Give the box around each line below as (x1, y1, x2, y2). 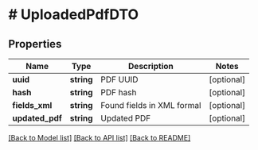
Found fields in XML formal (100, 100, 201, 110)
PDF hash (100, 87, 137, 98)
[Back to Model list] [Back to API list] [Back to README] (8, 133, 191, 142)
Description (128, 61, 174, 71)
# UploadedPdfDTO (8, 6, 139, 24)
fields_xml (12, 100, 53, 110)
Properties (8, 37, 62, 51)
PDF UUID (100, 74, 139, 85)
